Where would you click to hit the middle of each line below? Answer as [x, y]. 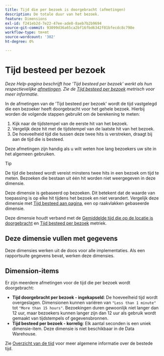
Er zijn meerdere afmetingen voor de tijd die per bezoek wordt [68, 283]
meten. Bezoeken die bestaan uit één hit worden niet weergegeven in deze [80, 178]
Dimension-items [32, 271]
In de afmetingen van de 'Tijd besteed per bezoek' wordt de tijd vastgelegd [81, 103]
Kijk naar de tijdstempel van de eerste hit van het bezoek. [70, 124]
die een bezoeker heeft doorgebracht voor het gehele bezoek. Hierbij [75, 109]
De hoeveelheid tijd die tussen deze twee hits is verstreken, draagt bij [82, 134]
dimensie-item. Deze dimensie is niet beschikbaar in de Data [73, 329]
